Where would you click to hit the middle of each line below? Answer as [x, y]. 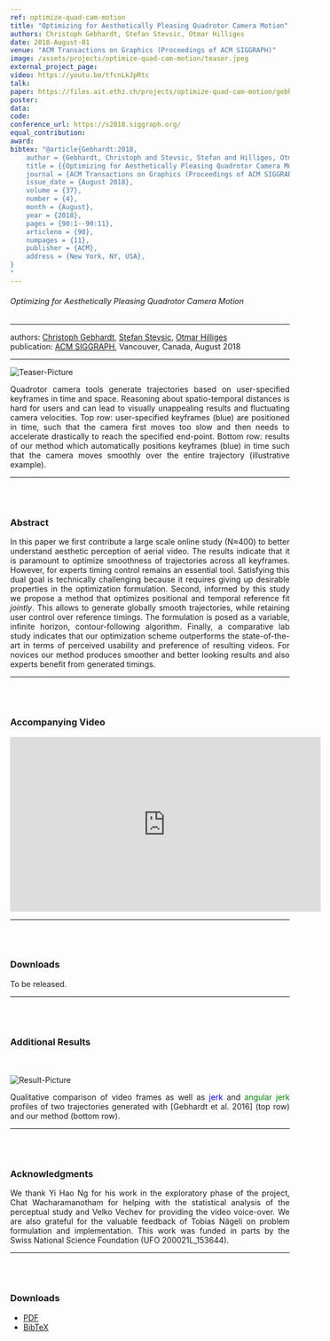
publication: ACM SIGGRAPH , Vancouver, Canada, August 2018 [126, 346]
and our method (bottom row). [65, 1116]
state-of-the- [266, 636]
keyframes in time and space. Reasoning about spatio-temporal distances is [150, 398]
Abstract [30, 522]
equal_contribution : [48, 133]
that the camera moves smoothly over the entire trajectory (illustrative [150, 455]
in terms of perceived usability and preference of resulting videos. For [156, 646]
